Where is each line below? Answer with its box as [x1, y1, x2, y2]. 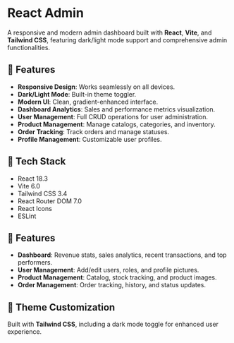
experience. [7, 327, 42, 336]
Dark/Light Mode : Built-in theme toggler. [17, 90, 137, 98]
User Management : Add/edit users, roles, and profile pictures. [17, 266, 199, 275]
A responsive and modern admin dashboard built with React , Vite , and [7, 28, 212, 37]
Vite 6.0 [17, 181, 41, 190]
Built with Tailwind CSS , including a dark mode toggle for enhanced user [7, 320, 219, 329]
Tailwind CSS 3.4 [17, 189, 68, 198]
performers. [17, 258, 53, 267]
